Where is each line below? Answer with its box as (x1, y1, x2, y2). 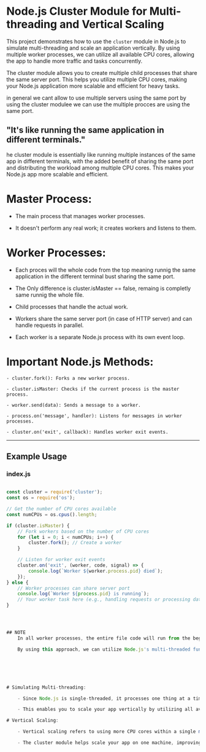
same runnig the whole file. (15, 291, 85, 299)
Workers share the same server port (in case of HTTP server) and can (15, 315, 193, 322)
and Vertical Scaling (59, 17, 164, 31)
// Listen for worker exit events (17, 557, 105, 563)
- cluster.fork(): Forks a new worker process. (6, 375, 131, 382)
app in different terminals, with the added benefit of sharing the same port (6, 157, 194, 165)
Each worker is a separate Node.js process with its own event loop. (15, 333, 185, 340)
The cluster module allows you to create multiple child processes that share (6, 69, 197, 76)
